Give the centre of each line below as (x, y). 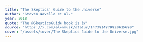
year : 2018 (16, 18)
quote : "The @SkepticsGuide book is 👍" (46, 23)
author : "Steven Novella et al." (39, 14)
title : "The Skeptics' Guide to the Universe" (53, 9)
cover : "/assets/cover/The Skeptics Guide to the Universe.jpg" (72, 32)
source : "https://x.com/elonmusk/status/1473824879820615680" (70, 28)
